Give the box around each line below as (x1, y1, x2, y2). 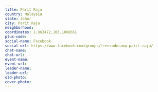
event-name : (5, 57, 29, 62)
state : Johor (5, 16, 32, 21)
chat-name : (5, 48, 27, 53)
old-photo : (5, 75, 27, 80)
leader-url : (5, 71, 29, 75)
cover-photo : (5, 79, 32, 84)
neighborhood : (5, 25, 34, 30)
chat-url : (5, 52, 25, 57)
